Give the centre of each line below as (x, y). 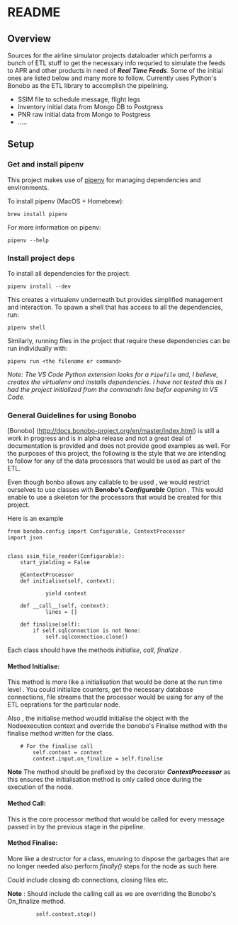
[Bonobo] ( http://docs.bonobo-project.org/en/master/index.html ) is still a (113, 431)
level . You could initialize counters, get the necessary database (100, 690)
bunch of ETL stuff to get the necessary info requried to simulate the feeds (116, 63)
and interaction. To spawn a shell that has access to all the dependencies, (115, 307)
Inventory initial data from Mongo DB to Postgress (90, 107)
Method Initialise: (34, 666)
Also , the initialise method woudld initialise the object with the (98, 718)
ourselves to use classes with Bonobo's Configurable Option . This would (115, 490)
